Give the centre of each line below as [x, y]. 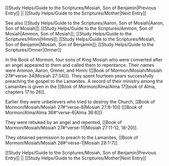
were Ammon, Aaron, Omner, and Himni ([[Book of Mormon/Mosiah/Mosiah [84, 70]
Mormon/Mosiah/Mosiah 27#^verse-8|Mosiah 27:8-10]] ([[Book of [74, 107]
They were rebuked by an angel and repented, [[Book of [64, 122]
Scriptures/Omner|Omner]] [33, 50]
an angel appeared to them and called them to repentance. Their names [80, 65]
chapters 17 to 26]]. [25, 92]
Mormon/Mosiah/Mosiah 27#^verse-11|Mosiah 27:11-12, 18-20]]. [71, 128]
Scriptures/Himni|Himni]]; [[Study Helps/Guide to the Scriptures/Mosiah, [80, 39]
